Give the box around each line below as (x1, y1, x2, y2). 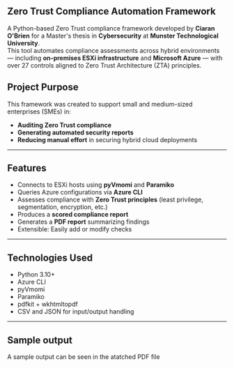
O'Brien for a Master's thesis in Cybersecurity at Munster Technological (7, 31, 219, 40)
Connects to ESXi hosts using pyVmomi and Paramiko (17, 181, 174, 189)
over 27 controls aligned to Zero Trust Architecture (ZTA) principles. (7, 61, 202, 69)
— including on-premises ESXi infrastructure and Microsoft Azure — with (7, 54, 223, 62)
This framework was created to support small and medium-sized (7, 100, 193, 108)
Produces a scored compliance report (17, 210, 129, 219)
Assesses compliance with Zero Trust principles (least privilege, (17, 195, 204, 204)
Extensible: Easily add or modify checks (17, 225, 132, 233)
